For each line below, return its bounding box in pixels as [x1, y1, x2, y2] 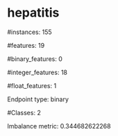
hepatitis [7, 5, 60, 21]
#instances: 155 [7, 28, 52, 36]
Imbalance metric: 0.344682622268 [7, 121, 111, 130]
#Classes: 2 [7, 108, 42, 117]
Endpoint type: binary [7, 95, 69, 103]
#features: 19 [7, 41, 45, 49]
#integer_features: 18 [7, 68, 68, 76]
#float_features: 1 [7, 81, 57, 90]
